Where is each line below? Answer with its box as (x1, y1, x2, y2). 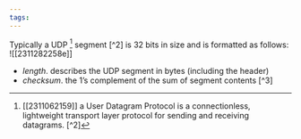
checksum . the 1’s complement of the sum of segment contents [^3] (21, 75, 273, 86)
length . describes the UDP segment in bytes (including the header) (21, 66, 270, 77)
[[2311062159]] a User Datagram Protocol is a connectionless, (21, 101, 251, 111)
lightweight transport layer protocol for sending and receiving (21, 110, 249, 121)
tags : (9, 12, 30, 22)
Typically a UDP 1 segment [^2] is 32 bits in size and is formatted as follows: (9, 37, 289, 50)
